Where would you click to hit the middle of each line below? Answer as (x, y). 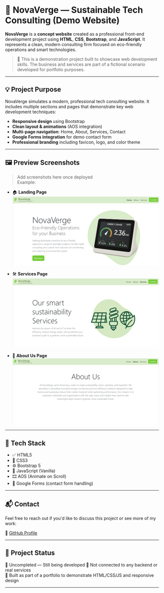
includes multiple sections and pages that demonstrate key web (69, 106)
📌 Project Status (30, 553)
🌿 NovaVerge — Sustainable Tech (74, 10)
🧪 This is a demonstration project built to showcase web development (87, 59)
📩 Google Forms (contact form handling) (53, 483)
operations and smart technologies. (41, 49)
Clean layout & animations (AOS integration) (57, 126)
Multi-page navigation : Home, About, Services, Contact (69, 131)
